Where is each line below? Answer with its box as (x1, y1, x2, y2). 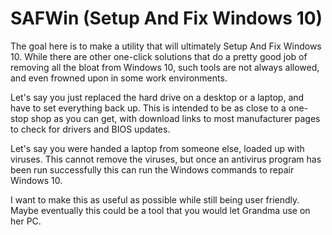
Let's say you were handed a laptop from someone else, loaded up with (10, 142, 305, 154)
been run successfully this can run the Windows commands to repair (10, 163, 295, 176)
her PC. (10, 215, 42, 227)
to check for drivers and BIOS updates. (10, 123, 171, 135)
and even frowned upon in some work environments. (10, 72, 228, 84)
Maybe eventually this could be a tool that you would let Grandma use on (10, 204, 311, 216)
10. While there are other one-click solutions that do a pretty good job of (10, 50, 308, 62)
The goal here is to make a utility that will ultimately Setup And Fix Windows (10, 40, 322, 52)
